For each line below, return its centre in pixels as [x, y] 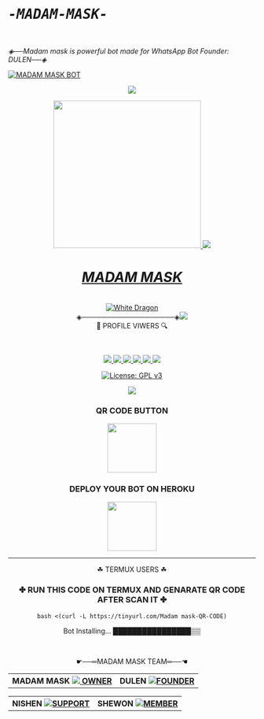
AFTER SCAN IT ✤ [132, 600]
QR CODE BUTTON [132, 410]
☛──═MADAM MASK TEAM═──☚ [132, 661]
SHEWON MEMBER [137, 703]
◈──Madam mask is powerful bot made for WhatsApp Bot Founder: [119, 51]
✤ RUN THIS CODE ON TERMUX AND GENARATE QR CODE [132, 590]
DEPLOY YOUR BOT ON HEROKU [132, 489]
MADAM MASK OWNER [62, 680]
